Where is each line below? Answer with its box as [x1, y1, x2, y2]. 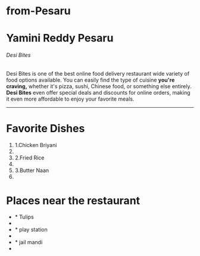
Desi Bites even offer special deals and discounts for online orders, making [6, 89, 190, 96]
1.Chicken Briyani [14, 141, 57, 148]
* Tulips [14, 213, 34, 221]
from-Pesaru [6, 4, 71, 18]
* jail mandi [14, 239, 43, 246]
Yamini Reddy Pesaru [6, 32, 114, 45]
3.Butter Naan [14, 167, 49, 174]
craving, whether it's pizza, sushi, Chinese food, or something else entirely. [6, 82, 192, 90]
